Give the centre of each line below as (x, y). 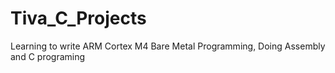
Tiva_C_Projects (78, 18)
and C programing (48, 56)
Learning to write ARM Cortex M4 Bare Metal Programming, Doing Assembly (168, 46)
